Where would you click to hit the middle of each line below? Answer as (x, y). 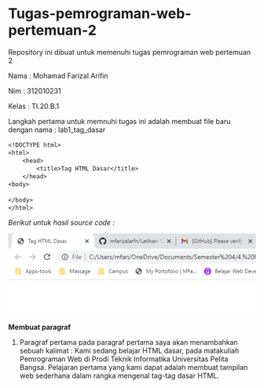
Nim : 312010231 (35, 90)
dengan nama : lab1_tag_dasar (57, 130)
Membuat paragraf (40, 327)
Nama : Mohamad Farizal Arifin (58, 75)
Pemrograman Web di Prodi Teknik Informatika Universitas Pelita (124, 359)
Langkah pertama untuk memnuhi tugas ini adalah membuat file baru (119, 121)
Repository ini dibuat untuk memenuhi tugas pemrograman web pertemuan (130, 52)
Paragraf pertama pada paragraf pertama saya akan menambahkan (128, 342)
